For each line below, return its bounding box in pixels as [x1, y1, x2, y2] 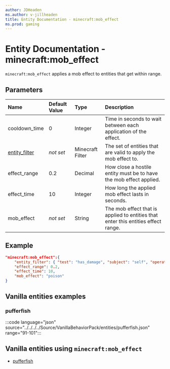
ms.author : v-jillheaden [5, 12, 58, 17]
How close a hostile [105, 163, 152, 170]
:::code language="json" [5, 319, 56, 325]
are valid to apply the [105, 149, 155, 156]
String [74, 215, 90, 222]
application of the [105, 128, 147, 135]
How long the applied [105, 184, 156, 191]
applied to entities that [105, 212, 158, 218]
